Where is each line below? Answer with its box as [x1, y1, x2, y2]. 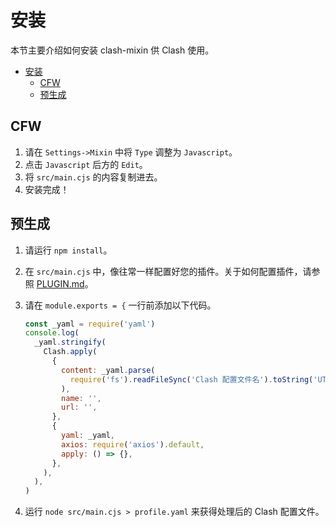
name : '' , [61, 393, 102, 403]
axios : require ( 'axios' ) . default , [61, 439, 205, 450]
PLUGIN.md [36, 277, 85, 290]
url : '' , [61, 402, 98, 413]
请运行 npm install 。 [24, 244, 113, 256]
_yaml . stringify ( [34, 337, 107, 348]
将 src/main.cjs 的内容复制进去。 [24, 171, 163, 183]
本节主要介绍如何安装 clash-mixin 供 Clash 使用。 [10, 44, 215, 56]
